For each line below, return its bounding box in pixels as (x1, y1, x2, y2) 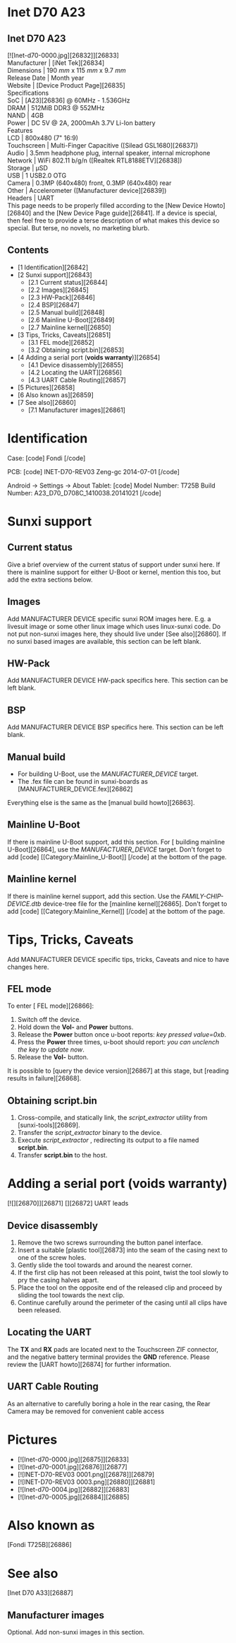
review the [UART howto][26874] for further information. (7, 1360, 171, 1368)
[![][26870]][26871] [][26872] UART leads (7, 1199, 129, 1208)
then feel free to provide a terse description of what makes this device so (7, 216, 220, 225)
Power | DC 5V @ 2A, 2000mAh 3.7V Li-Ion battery (7, 119, 156, 127)
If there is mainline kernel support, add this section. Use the (7, 892, 181, 900)
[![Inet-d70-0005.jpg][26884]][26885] (17, 1492, 130, 1501)
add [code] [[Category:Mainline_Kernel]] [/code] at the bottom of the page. (7, 907, 225, 915)
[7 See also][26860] (17, 398, 76, 406)
